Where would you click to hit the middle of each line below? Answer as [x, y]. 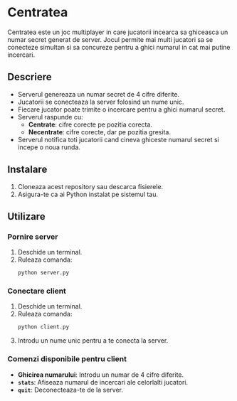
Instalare [27, 170]
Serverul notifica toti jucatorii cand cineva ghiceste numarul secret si [118, 139]
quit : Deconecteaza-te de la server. [70, 390]
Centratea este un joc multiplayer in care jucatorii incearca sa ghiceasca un [118, 32]
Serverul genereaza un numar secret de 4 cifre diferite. [99, 94]
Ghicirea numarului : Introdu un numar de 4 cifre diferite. [101, 375]
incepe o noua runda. [49, 147]
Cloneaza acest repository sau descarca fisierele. [90, 186]
